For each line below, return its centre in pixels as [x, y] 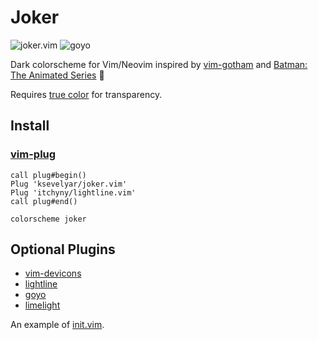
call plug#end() [44, 201]
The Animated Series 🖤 [57, 75]
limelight [42, 305]
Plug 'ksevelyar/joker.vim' [69, 184]
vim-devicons [53, 273]
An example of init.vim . [57, 325]
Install [30, 126]
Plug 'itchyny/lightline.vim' [73, 192]
